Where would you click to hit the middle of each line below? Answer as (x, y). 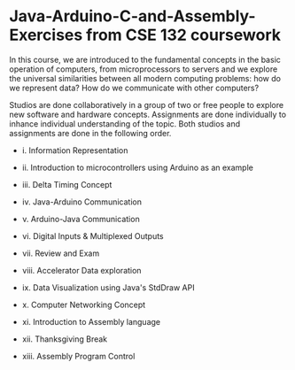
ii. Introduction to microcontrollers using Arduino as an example (138, 167)
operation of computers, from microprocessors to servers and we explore (144, 69)
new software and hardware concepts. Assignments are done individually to (147, 114)
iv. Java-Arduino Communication (82, 202)
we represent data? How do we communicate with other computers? (134, 88)
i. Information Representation (75, 150)
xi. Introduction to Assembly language (91, 321)
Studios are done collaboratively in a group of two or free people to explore (147, 104)
